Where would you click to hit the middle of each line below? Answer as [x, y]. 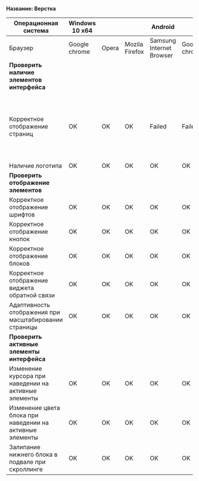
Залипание [25, 447]
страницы [23, 327]
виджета [22, 288]
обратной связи [32, 295]
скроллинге [26, 469]
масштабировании [36, 320]
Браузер [21, 48]
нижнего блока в [33, 454]
